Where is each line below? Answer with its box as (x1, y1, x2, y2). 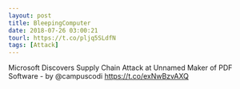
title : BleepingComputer (8, 19, 91, 27)
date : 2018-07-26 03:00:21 (8, 26, 98, 34)
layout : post (8, 11, 52, 20)
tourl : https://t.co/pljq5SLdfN (8, 33, 116, 42)
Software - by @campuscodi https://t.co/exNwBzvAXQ (8, 72, 190, 81)
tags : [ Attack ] (8, 41, 59, 49)
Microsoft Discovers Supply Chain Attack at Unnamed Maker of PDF (8, 63, 233, 72)
